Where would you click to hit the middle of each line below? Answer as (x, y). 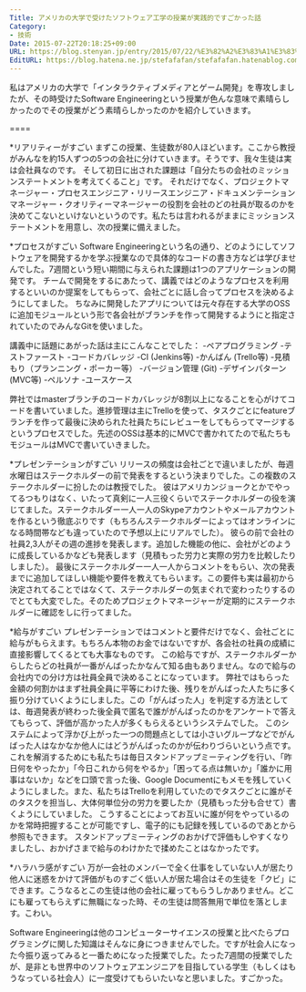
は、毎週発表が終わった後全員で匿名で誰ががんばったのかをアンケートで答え (153, 711)
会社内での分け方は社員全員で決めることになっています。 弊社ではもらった (149, 677)
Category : (28, 26)
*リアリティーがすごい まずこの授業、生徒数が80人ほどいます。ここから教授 (153, 147)
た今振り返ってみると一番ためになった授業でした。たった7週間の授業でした (151, 955)
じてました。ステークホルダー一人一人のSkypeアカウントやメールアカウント (153, 510)
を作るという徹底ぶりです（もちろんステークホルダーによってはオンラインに (153, 521)
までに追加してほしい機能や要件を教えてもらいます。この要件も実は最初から (152, 578)
